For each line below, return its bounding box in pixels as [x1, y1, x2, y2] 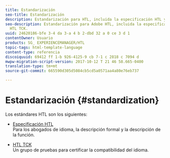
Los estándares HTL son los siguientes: [5, 111, 88, 117]
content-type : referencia [5, 49, 60, 55]
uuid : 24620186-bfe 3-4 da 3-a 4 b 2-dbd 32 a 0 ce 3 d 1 [5, 31, 130, 36]
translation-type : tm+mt [5, 64, 58, 69]
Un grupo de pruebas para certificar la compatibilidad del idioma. [12, 147, 149, 153]
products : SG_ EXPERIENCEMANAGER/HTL [5, 40, 85, 45]
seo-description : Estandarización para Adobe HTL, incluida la [5, 21, 142, 27]
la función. [12, 132, 35, 138]
